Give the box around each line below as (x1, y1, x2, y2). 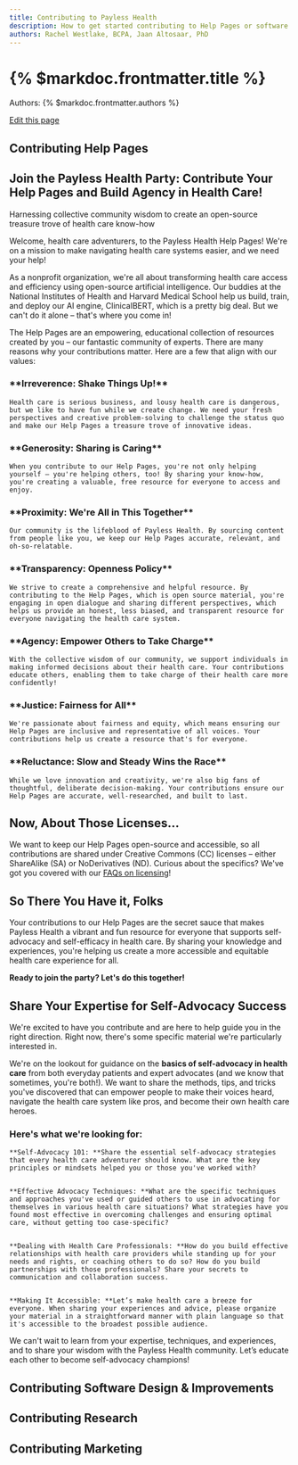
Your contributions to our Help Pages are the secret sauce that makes (9, 917, 265, 928)
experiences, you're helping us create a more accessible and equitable (9, 946, 270, 956)
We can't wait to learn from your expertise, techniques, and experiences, (9, 1336, 277, 1346)
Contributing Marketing (9, 1441, 143, 1456)
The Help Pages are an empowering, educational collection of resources (9, 327, 275, 337)
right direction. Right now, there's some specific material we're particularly (9, 1031, 282, 1042)
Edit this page (9, 115, 60, 126)
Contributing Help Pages (9, 140, 149, 156)
